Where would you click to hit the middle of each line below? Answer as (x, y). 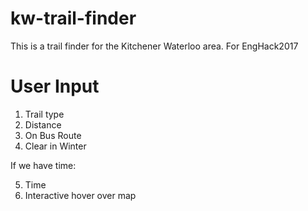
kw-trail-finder (73, 18)
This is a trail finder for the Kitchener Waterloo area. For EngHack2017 (154, 46)
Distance (43, 124)
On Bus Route (53, 135)
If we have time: (43, 165)
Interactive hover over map (80, 195)
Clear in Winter (55, 146)
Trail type (44, 114)
